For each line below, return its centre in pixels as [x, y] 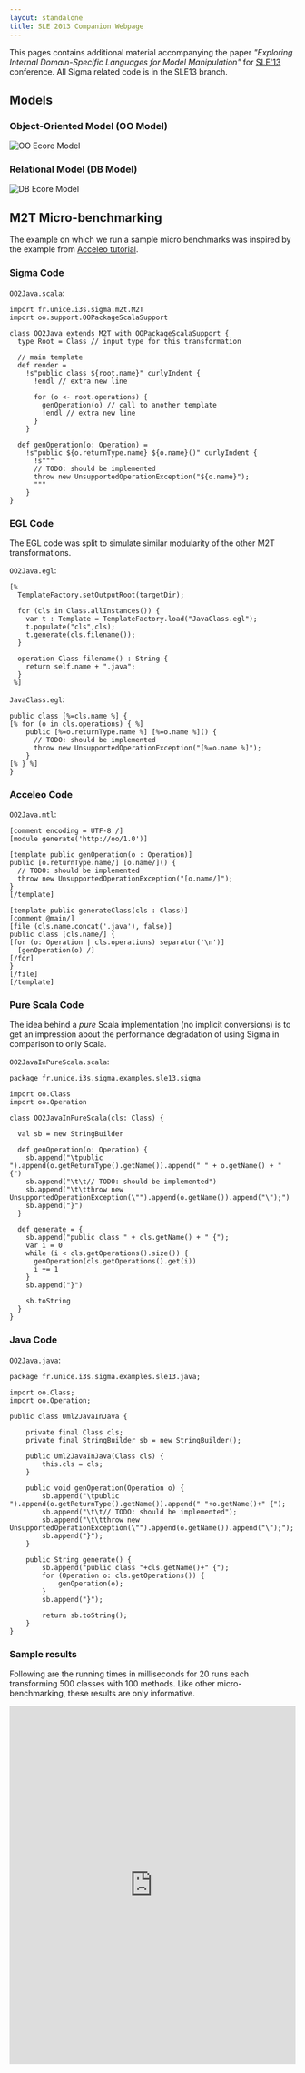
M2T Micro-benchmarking [86, 218]
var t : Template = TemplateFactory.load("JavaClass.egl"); [142, 619]
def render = [42, 365]
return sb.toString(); [85, 1615]
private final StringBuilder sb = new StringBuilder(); [134, 1440]
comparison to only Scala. [58, 1044]
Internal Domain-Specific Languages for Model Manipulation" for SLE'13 [145, 62]
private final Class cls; [75, 1432]
